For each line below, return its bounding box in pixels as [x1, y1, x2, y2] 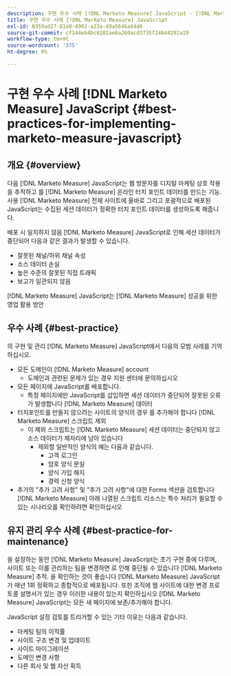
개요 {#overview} [7, 160, 81, 171]
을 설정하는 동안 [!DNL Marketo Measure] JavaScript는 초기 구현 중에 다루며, [7, 555, 217, 563]
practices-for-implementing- [7, 116, 177, 131]
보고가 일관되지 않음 [16, 276, 71, 285]
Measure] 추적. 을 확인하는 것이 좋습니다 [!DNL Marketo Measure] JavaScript [7, 572, 220, 580]
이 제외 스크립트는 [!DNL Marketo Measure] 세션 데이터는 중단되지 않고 [27, 425, 221, 433]
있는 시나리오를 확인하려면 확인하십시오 [16, 503, 122, 511]
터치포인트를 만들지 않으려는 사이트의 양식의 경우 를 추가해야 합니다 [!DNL [16, 408, 215, 416]
